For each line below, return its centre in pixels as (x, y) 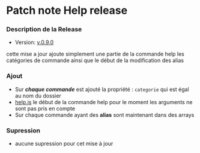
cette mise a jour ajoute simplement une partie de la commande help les (95, 54)
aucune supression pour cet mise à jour (64, 144)
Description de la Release (44, 30)
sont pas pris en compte (45, 108)
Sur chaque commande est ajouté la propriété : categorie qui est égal (102, 89)
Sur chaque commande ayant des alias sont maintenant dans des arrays (105, 114)
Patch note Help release (67, 11)
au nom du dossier (38, 95)
